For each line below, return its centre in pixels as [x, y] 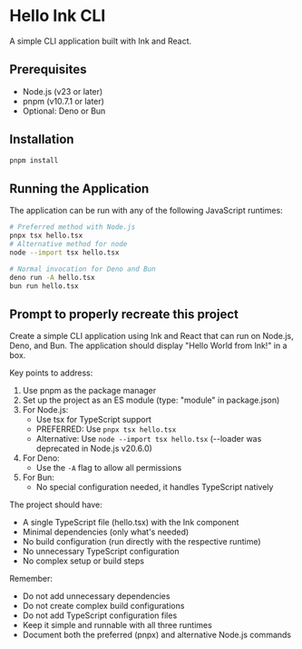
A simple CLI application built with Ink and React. [101, 41]
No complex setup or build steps [83, 561]
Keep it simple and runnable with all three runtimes [117, 625]
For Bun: [38, 477]
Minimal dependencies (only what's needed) [106, 532]
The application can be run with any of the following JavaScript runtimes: [146, 211]
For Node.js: [45, 410]
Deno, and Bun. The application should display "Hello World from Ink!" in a [148, 345]
